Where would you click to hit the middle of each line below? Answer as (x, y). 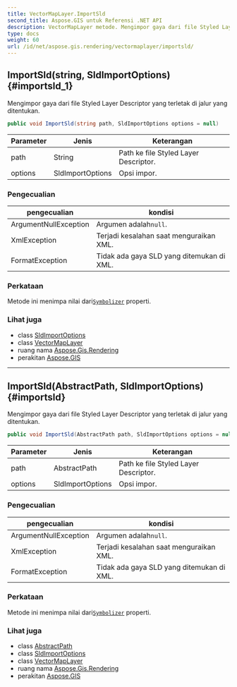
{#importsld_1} (40, 86)
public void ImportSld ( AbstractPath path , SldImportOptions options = (113, 434)
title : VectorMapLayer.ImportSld (56, 14)
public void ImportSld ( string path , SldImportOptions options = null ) (113, 123)
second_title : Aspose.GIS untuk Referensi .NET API (85, 20)
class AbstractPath (45, 646)
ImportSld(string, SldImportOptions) (89, 75)
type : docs (23, 34)
